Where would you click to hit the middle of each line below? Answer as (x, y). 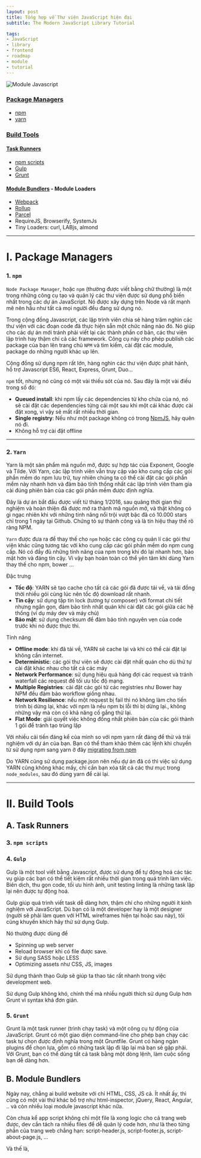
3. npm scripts (27, 843)
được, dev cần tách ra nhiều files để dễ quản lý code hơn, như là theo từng (98, 1124)
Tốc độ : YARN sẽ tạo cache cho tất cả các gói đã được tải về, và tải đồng (105, 587)
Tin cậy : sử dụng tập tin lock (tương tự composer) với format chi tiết (98, 600)
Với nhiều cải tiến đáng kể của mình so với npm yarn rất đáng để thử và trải (98, 736)
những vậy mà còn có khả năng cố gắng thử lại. (74, 713)
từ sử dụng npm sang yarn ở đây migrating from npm (71, 750)
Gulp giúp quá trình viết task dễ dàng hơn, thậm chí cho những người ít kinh (99, 902)
